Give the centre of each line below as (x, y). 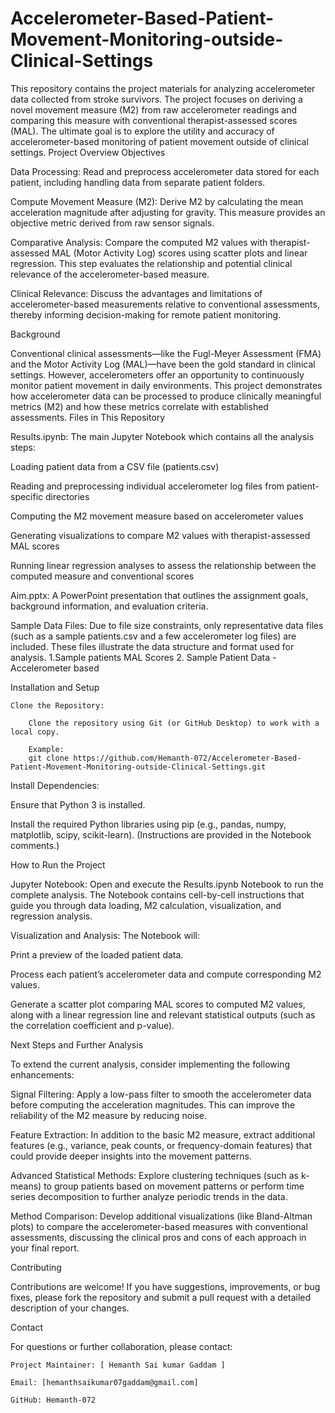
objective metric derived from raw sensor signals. (112, 223)
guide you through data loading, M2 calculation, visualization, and (146, 905)
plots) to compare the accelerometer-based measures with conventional (159, 1226)
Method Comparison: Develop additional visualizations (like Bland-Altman (161, 1216)
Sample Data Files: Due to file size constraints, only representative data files (167, 625)
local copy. (35, 732)
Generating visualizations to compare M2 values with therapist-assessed (160, 535)
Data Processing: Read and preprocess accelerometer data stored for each (165, 171)
